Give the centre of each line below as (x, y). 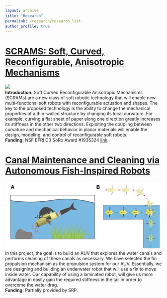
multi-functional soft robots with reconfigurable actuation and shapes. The (82, 103)
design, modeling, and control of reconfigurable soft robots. (66, 135)
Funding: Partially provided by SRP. (42, 290)
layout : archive (22, 10)
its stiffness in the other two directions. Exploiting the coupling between (79, 124)
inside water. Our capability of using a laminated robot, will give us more (79, 274)
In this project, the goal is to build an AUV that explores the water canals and (83, 253)
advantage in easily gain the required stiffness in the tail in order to (74, 280)
